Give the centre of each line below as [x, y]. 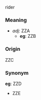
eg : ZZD [13, 84]
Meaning [16, 20]
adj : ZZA [21, 31]
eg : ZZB [28, 36]
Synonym [17, 73]
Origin [13, 49]
